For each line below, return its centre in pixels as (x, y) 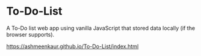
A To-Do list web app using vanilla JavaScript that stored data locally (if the (101, 28)
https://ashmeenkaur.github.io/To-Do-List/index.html (72, 46)
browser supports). (30, 34)
